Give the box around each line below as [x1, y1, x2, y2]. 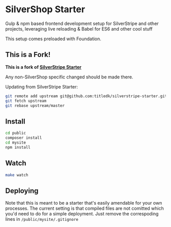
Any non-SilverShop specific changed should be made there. [5, 74, 133, 80]
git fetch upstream [5, 98, 47, 103]
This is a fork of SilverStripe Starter [5, 64, 82, 70]
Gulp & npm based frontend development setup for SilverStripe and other [5, 20, 159, 26]
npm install [5, 145, 31, 150]
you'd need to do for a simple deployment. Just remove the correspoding [5, 211, 159, 217]
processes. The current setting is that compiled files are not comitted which [5, 205, 164, 212]
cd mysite [5, 140, 26, 145]
